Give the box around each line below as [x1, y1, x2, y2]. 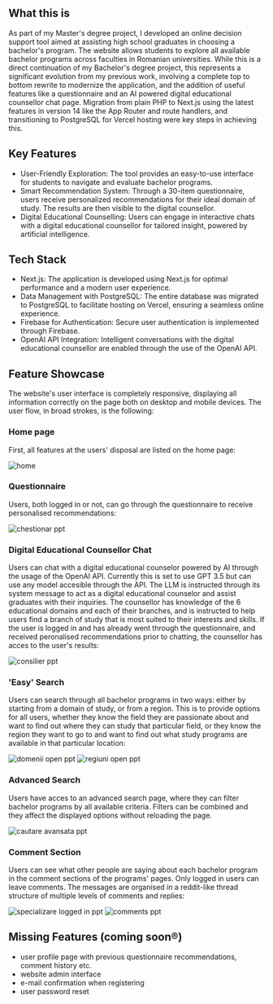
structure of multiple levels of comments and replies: [8, 891, 185, 901]
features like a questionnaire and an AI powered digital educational [8, 89, 232, 99]
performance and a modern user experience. [19, 283, 171, 292]
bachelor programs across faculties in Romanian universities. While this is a [8, 54, 262, 64]
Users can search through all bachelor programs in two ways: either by [8, 695, 246, 705]
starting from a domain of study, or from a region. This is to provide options [8, 704, 261, 713]
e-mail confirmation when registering [19, 977, 145, 988]
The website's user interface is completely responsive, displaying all [8, 388, 237, 398]
